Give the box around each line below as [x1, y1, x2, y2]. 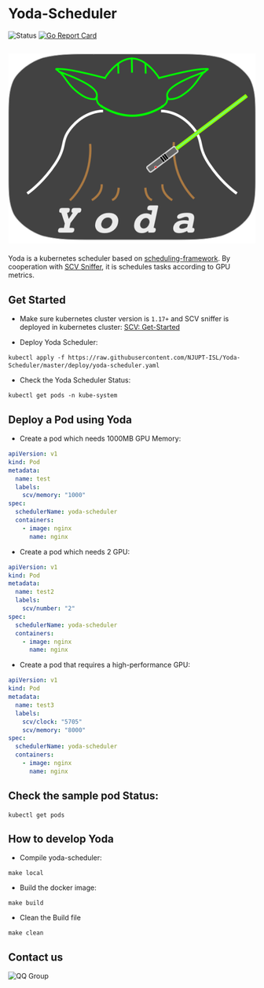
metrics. [8, 270, 35, 280]
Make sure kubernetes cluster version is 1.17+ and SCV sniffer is [19, 314, 229, 324]
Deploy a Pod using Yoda [8, 413, 132, 426]
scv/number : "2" [22, 605, 76, 613]
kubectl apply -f [8, 354, 65, 362]
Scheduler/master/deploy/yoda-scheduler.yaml [8, 362, 159, 370]
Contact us [8, 950, 64, 964]
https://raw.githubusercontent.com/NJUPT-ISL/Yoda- [68, 354, 241, 362]
